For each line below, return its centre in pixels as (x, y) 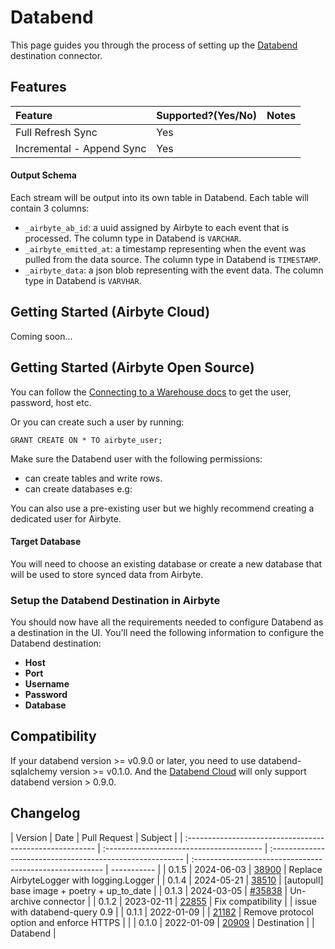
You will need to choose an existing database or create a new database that (166, 563)
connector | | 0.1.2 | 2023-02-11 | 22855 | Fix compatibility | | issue (180, 901)
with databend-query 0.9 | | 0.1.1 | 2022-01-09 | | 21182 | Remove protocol (162, 912)
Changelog (45, 813)
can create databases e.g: (78, 488)
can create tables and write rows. (93, 478)
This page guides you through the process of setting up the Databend (154, 45)
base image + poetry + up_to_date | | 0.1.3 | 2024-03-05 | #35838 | (149, 890)
